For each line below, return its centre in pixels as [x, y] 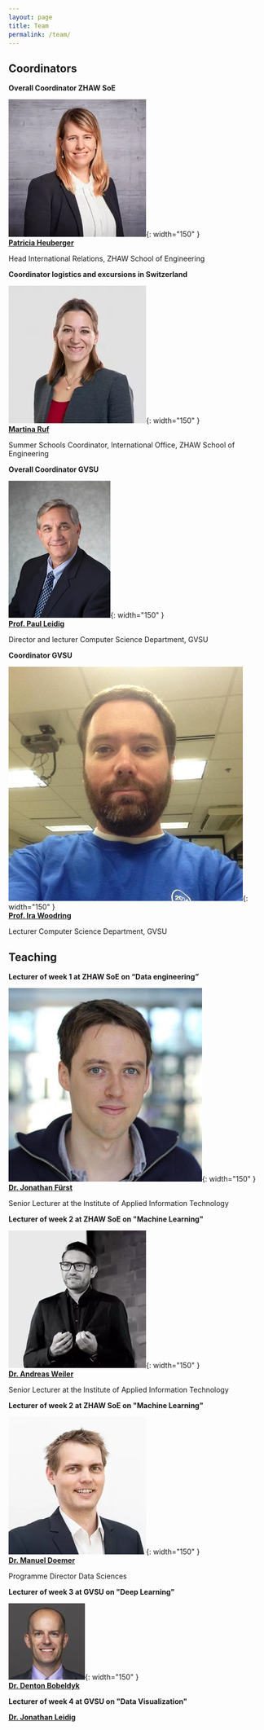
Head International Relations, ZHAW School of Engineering [107, 259]
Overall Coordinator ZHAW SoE [62, 88]
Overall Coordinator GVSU [54, 469]
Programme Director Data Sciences [68, 1576]
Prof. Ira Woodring [40, 916]
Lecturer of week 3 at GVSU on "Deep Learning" [92, 1592]
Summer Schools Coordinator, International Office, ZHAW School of [122, 445]
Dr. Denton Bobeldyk [44, 1686]
